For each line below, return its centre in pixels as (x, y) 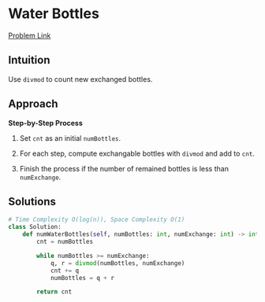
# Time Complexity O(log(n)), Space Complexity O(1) (97, 220)
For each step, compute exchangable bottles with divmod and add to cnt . (137, 153)
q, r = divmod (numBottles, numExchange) (118, 263)
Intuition (29, 60)
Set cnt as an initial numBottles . (70, 138)
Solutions (32, 201)
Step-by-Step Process (45, 123)
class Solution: (35, 227)
